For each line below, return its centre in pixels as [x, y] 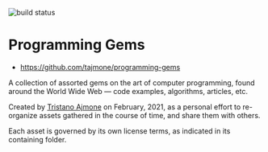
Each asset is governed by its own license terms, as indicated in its [119, 131]
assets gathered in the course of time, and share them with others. [150, 115]
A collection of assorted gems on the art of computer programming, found [132, 82]
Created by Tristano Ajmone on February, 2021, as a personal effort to [125, 107]
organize [23, 115]
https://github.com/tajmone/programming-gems [100, 67]
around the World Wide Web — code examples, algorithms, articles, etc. [128, 91]
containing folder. [38, 139]
